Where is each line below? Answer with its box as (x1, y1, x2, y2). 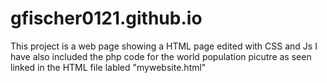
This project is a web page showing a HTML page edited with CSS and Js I (10, 40, 318, 52)
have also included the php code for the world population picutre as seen (10, 50, 312, 62)
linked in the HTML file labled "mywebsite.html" (10, 61, 207, 73)
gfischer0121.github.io (10, 7, 203, 30)
